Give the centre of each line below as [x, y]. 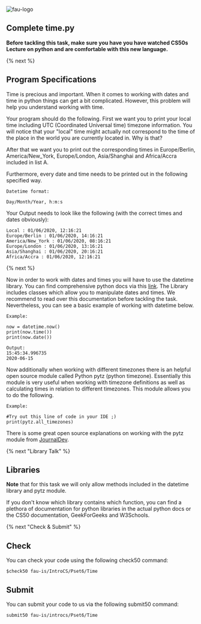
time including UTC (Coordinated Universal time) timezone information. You [99, 125]
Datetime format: [28, 191]
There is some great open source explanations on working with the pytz [95, 433]
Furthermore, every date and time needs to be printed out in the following [97, 174]
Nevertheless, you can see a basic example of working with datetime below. [100, 305]
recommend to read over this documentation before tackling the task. [92, 298]
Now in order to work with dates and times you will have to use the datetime [100, 279]
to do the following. [30, 395]
